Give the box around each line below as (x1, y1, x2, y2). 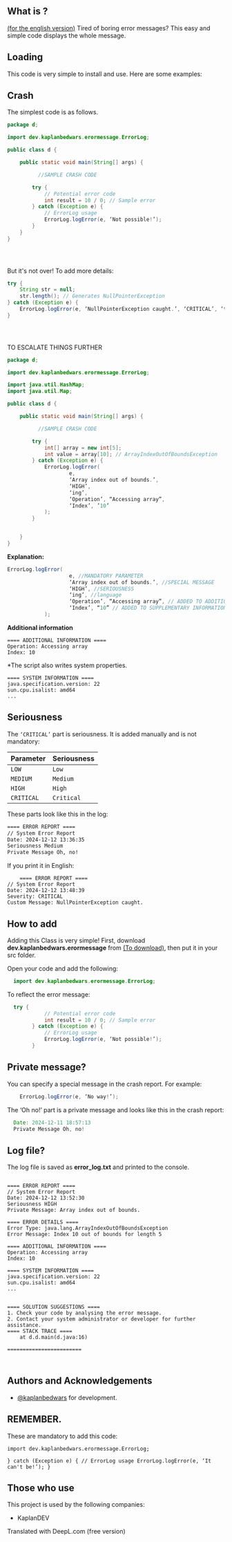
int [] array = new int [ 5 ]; (43, 444, 122, 451)
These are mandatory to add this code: (7, 1432, 118, 1440)
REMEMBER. (7, 1413, 62, 1425)
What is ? (7, 6, 48, 17)
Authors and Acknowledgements (7, 1375, 153, 1387)
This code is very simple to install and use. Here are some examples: (7, 69, 202, 78)
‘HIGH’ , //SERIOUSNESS (68, 585, 135, 592)
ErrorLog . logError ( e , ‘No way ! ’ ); (19, 1093, 119, 1100)
